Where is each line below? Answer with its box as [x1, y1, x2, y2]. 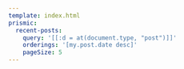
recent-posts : [15, 26, 62, 34]
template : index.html [8, 11, 81, 20]
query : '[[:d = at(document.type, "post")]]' [22, 33, 178, 42]
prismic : [8, 19, 38, 27]
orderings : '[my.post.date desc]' [22, 41, 138, 49]
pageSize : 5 [22, 48, 62, 56]
